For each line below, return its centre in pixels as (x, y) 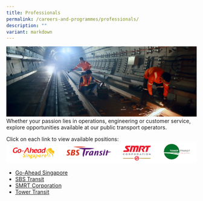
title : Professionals (34, 13)
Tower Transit (32, 192)
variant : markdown (29, 32)
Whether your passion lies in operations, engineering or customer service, (99, 121)
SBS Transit (29, 179)
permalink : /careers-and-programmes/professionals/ (72, 19)
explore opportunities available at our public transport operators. (87, 127)
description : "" (27, 25)
